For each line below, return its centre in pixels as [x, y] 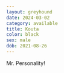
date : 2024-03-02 [28, 18]
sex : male [19, 40]
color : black [23, 35]
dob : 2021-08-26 [27, 46]
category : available [32, 23]
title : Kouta [23, 29]
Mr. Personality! [26, 63]
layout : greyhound [29, 12]
